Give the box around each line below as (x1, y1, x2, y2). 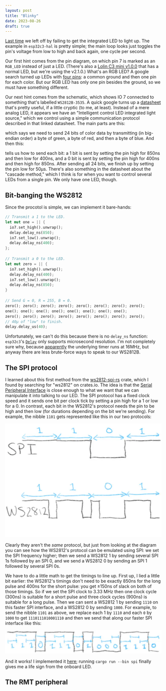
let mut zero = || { (5, 261, 48, 267)
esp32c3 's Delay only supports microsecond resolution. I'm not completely (5, 339, 156, 345)
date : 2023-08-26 (5, 18, 41, 23)
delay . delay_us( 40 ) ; (5, 324, 48, 330)
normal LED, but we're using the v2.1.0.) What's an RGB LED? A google (5, 69, 149, 74)
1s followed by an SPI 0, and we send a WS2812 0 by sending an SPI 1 (5, 558, 148, 564)
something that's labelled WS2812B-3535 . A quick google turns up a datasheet (5, 99, 161, 105)
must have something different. (5, 84, 69, 90)
